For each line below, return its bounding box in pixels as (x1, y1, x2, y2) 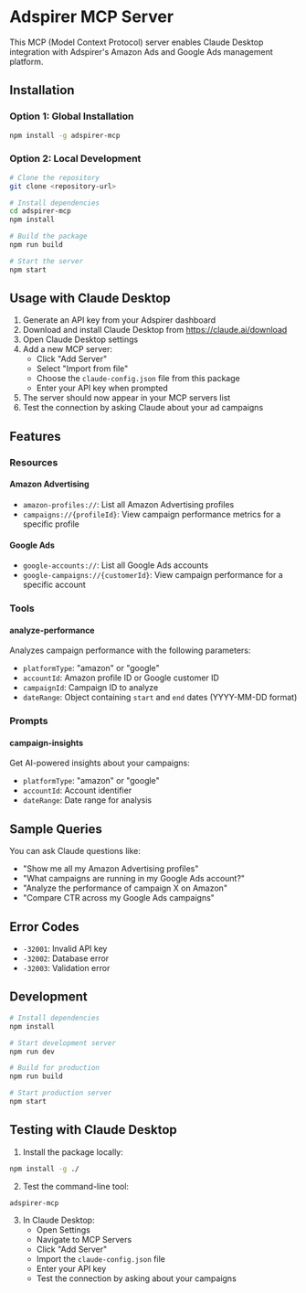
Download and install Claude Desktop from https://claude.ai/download (22, 325, 288, 336)
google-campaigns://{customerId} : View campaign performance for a (22, 570, 283, 581)
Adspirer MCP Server (9, 6, 174, 27)
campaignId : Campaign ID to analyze (22, 682, 159, 693)
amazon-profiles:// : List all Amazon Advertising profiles (22, 499, 235, 509)
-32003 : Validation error (22, 963, 111, 974)
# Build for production (9, 1063, 100, 1073)
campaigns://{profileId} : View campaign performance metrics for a (22, 509, 281, 519)
